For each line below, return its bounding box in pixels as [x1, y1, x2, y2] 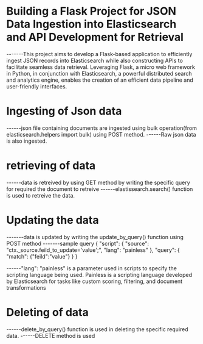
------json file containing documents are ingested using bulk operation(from [6, 124, 198, 132]
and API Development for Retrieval [6, 30, 184, 44]
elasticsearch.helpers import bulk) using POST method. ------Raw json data [6, 131, 196, 138]
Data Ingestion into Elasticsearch [6, 17, 177, 31]
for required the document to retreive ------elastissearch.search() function [6, 185, 193, 193]
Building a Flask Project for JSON [6, 4, 176, 18]
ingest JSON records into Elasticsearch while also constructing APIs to [6, 57, 184, 64]
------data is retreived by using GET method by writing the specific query [6, 179, 190, 186]
